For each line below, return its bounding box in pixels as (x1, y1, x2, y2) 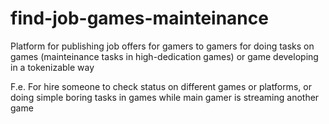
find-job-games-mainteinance (10, 7, 269, 30)
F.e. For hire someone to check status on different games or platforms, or (10, 80, 312, 92)
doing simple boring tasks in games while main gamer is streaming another (10, 91, 320, 103)
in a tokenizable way (10, 61, 95, 73)
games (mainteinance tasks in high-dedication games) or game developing (10, 50, 319, 62)
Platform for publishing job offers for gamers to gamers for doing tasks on (10, 40, 315, 52)
